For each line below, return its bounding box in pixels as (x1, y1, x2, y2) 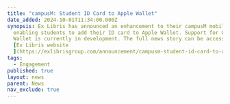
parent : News (7, 80, 44, 87)
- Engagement (13, 61, 51, 68)
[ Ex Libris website (13, 42, 69, 49)
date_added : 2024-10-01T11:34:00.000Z (7, 16, 118, 23)
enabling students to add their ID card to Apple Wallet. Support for (13, 29, 219, 36)
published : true (7, 67, 53, 74)
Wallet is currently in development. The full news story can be (13, 36, 204, 42)
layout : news (7, 73, 44, 81)
